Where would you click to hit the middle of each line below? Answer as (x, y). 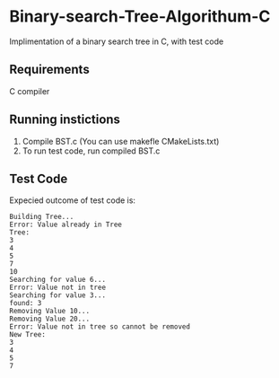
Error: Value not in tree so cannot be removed (100, 327)
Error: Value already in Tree (66, 225)
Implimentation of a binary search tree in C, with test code (117, 41)
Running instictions (65, 120)
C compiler (30, 91)
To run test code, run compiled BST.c (91, 151)
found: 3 (26, 303)
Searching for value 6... (57, 280)
